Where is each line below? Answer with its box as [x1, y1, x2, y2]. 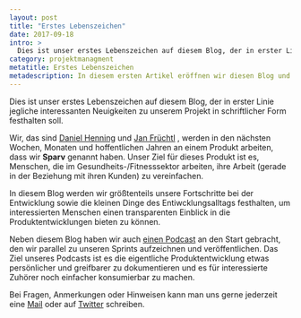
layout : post [9, 13, 58, 22]
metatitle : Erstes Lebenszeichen [9, 64, 134, 73]
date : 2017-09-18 [9, 30, 74, 39]
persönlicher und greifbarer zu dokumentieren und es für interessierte [9, 262, 269, 273]
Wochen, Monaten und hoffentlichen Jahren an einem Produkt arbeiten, [9, 142, 274, 152]
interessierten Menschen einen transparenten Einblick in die [9, 207, 231, 218]
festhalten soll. [9, 115, 64, 125]
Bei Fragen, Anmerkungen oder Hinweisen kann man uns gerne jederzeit [9, 288, 278, 300]
